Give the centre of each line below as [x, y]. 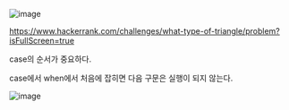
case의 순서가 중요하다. [51, 59]
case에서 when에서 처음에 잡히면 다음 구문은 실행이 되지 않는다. [121, 78]
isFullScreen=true [42, 41]
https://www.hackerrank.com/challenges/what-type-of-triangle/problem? [144, 31]
